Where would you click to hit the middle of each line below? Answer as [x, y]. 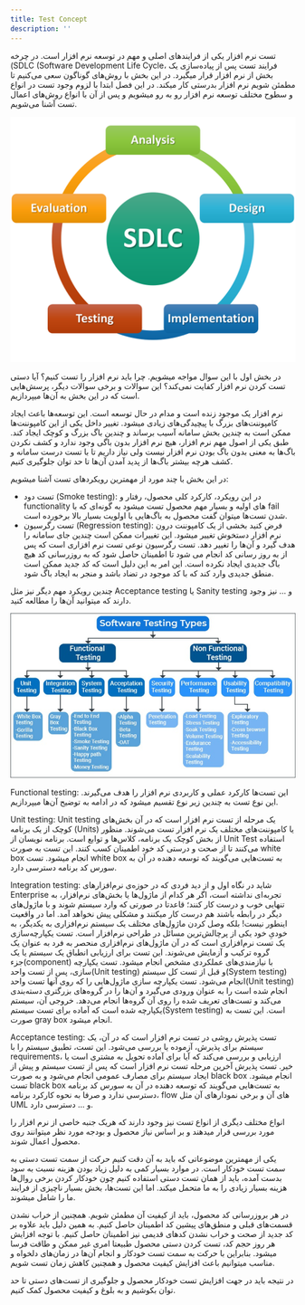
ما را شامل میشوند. [43, 1197]
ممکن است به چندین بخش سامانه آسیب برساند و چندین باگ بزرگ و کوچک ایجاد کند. [151, 432]
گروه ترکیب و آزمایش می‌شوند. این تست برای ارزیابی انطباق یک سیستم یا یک [140, 953]
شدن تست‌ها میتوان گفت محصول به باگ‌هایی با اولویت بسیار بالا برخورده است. [155, 515]
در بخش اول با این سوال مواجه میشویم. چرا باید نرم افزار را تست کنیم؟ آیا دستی [146, 376]
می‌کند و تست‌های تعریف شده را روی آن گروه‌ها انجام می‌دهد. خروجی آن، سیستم [146, 1001]
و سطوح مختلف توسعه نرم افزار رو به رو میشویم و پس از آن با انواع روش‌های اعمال [152, 94]
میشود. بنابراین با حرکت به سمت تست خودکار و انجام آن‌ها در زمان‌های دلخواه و [143, 1253]
